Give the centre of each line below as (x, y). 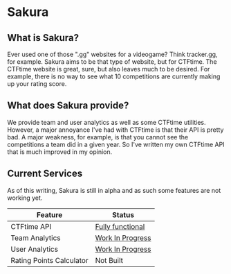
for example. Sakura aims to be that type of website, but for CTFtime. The (112, 62)
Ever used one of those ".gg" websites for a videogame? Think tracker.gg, (112, 54)
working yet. (25, 198)
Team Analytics (36, 238)
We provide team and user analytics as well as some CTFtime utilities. (107, 122)
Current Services (45, 174)
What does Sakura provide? (68, 106)
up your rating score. (37, 84)
